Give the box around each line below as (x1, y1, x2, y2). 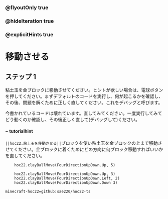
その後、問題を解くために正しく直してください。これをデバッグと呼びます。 (5, 99, 163, 106)
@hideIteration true (5, 17, 54, 24)
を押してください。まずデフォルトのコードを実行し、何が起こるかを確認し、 (5, 93, 163, 99)
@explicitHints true (5, 31, 54, 38)
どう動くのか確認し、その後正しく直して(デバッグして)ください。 (5, 116, 140, 122)
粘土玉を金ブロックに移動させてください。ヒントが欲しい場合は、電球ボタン (5, 87, 163, 93)
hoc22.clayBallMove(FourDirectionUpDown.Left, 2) (14, 175, 120, 181)
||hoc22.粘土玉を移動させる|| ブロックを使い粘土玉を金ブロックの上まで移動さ (5, 140, 162, 146)
